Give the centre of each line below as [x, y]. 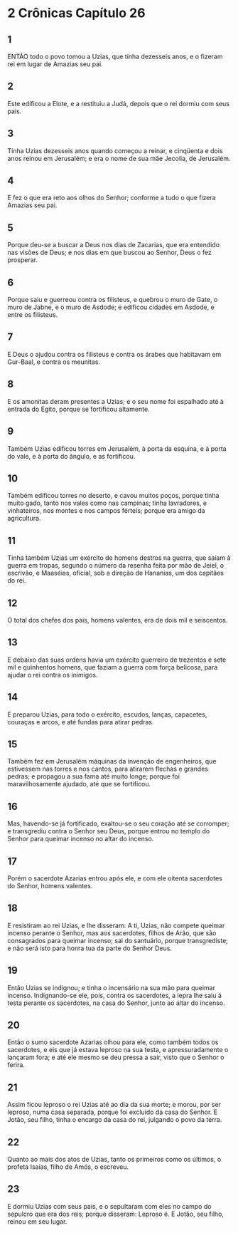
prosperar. [22, 260]
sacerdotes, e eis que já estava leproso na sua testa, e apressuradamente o [118, 1050]
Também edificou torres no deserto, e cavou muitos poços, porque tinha [113, 496]
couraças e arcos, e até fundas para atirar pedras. [81, 722]
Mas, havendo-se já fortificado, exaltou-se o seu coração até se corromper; [118, 823]
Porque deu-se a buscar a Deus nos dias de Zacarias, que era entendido [114, 245]
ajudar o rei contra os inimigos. [53, 675]
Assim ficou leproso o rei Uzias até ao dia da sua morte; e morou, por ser [114, 1105]
